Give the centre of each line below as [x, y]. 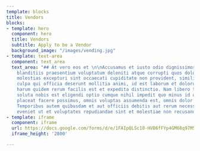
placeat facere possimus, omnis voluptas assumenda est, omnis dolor [105, 100]
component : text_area [38, 61]
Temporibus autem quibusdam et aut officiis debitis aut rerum [97, 106]
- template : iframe [30, 117]
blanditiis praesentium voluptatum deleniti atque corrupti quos [100, 73]
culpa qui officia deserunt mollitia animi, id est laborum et [97, 84]
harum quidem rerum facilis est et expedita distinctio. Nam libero [104, 90]
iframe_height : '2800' [40, 134]
